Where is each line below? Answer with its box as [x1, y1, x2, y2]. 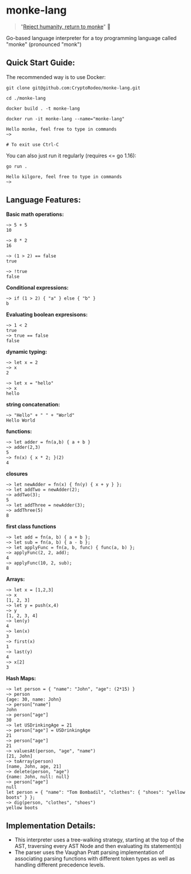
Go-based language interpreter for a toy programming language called [6, 34, 177, 41]
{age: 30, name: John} [6, 696, 62, 702]
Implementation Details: [6, 820, 96, 830]
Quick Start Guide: [6, 58, 75, 68]
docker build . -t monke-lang [6, 106, 81, 111]
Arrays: [6, 576, 25, 583]
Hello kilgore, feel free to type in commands [6, 173, 122, 180]
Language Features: [6, 195, 81, 205]
